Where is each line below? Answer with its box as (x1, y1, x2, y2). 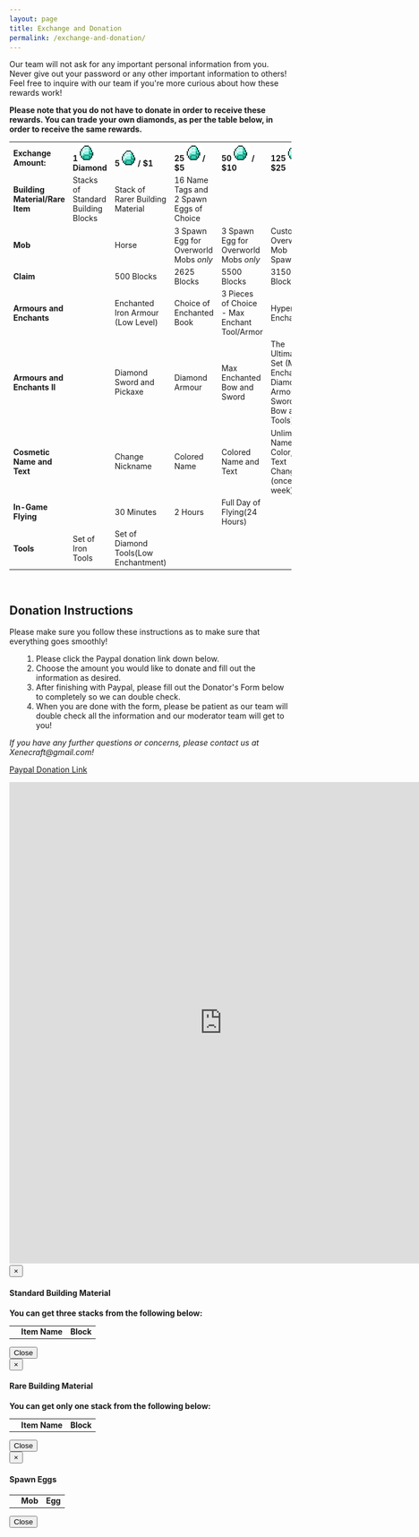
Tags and (174, 185, 209, 195)
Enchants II (13, 382, 56, 392)
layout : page (9, 14, 58, 23)
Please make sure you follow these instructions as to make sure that (9, 627, 261, 638)
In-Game (13, 502, 48, 512)
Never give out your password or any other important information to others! (9, 68, 287, 80)
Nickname (115, 461, 152, 472)
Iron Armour (115, 307, 159, 318)
